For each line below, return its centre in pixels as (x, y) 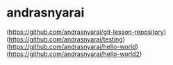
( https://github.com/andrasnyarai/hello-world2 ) (74, 54)
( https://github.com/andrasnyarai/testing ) (66, 39)
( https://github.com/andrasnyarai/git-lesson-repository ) (86, 32)
